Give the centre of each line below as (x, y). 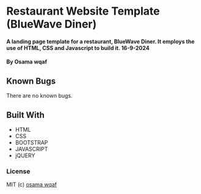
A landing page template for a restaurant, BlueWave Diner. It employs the (100, 41)
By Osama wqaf (27, 62)
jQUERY (25, 156)
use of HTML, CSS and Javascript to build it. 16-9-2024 (78, 48)
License (18, 171)
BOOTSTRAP (31, 142)
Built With (25, 115)
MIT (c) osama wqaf (31, 185)
